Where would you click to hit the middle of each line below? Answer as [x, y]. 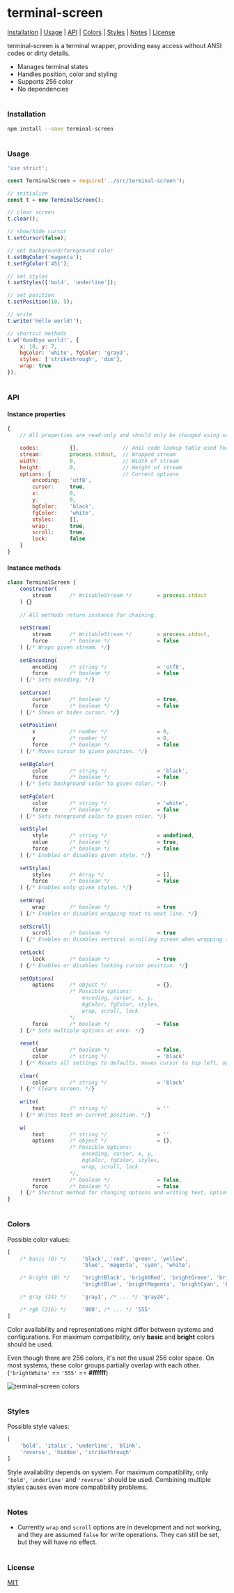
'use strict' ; [28, 168]
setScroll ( [36, 927]
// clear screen [31, 212]
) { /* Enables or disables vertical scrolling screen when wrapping [121, 940]
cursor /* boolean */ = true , [106, 699]
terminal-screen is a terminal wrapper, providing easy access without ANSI [115, 45]
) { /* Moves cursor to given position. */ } [84, 751]
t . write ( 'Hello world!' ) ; [45, 321]
